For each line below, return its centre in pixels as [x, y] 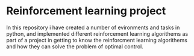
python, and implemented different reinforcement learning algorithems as [97, 33]
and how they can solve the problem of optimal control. [75, 46]
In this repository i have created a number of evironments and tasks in [93, 27]
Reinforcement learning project [86, 11]
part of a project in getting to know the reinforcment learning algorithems [97, 40]
